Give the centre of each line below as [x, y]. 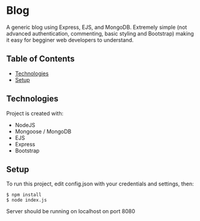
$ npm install [24, 195]
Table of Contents [41, 59]
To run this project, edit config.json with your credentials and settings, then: [100, 184]
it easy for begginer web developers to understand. [70, 40]
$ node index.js [27, 200]
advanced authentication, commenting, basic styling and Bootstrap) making [100, 33]
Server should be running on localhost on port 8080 [71, 211]
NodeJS [25, 125]
